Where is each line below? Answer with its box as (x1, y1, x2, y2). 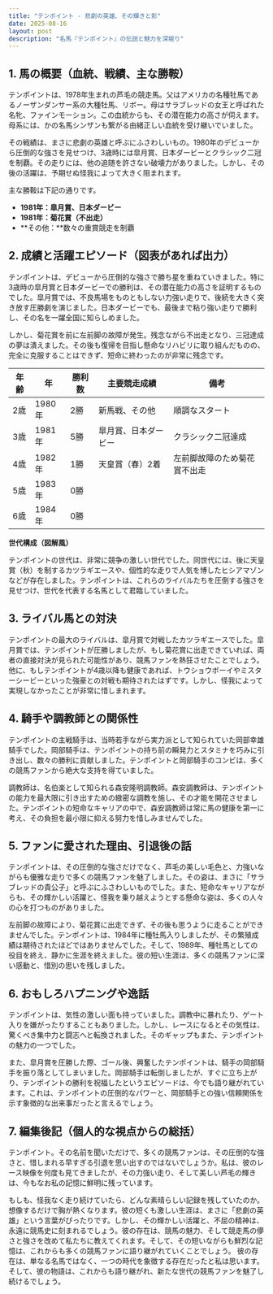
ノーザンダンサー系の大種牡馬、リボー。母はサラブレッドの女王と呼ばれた (15, 100, 265, 110)
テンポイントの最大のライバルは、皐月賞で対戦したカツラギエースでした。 (8, 635, 258, 645)
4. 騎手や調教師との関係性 (8, 712, 139, 726)
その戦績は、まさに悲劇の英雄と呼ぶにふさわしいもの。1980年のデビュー (8, 137, 253, 147)
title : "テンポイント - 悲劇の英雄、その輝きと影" (8, 11, 161, 20)
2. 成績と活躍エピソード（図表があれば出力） (8, 249, 235, 263)
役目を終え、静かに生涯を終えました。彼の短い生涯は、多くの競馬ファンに (8, 950, 258, 960)
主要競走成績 (107, 377, 157, 389)
